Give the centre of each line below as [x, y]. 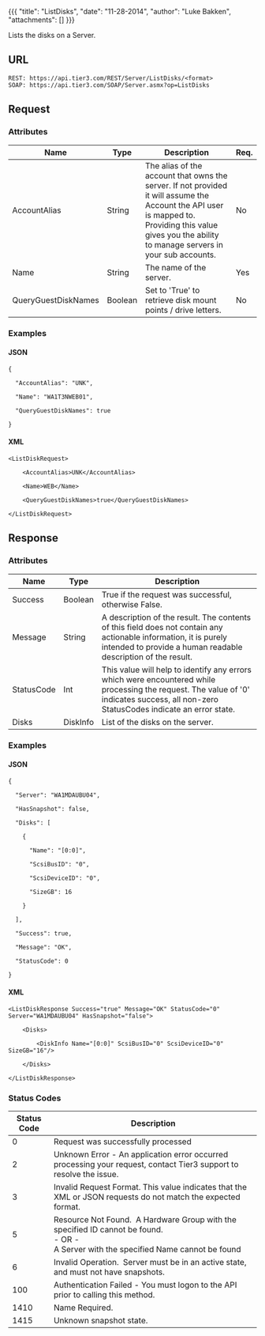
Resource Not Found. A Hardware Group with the [145, 1220]
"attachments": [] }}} [41, 20]
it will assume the [177, 195]
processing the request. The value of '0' [175, 689]
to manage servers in [184, 244]
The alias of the [174, 165]
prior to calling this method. [105, 1295]
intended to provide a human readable [172, 647]
